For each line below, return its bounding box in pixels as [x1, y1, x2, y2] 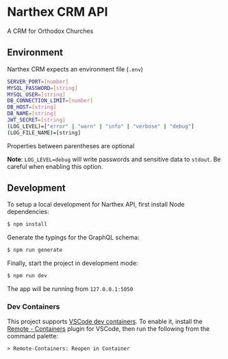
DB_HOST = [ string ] [7, 104, 57, 111]
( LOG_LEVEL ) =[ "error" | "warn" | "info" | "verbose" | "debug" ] [7, 123, 194, 130]
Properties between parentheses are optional [7, 141, 135, 150]
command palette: [7, 332, 58, 340]
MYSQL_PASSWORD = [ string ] [7, 84, 78, 91]
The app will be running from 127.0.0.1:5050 [7, 285, 134, 293]
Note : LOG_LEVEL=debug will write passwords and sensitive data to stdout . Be [7, 155, 221, 163]
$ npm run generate [7, 246, 63, 254]
